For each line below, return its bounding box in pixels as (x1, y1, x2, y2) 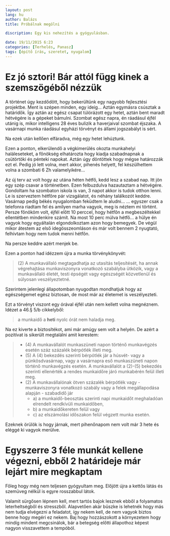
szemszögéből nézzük (5, 82, 102, 93)
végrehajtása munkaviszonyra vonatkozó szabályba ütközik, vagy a (17, 265, 158, 271)
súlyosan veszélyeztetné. (17, 276, 71, 282)
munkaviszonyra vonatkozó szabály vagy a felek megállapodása (25, 384, 159, 390)
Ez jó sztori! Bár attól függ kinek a (5, 71, 149, 83)
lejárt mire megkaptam (5, 466, 103, 477)
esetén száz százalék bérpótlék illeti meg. (25, 347, 113, 353)
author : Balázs (5, 17, 37, 22)
